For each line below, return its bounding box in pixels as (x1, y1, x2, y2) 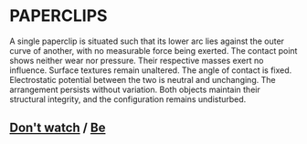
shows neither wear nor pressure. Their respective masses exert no (9, 55, 264, 66)
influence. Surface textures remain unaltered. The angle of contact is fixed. (9, 65, 292, 76)
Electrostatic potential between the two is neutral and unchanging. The (9, 74, 276, 85)
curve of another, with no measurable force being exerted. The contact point (9, 45, 298, 56)
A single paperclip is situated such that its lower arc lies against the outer (9, 36, 285, 46)
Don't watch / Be (9, 120, 106, 136)
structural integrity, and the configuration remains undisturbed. (9, 93, 247, 105)
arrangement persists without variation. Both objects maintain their (9, 84, 260, 95)
